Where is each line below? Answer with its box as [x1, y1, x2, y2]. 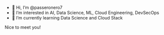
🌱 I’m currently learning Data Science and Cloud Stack [11, 15, 123, 20]
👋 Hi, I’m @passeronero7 [11, 5, 63, 10]
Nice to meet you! [4, 24, 41, 30]
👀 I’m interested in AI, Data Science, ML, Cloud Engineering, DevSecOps [11, 10, 160, 16]
